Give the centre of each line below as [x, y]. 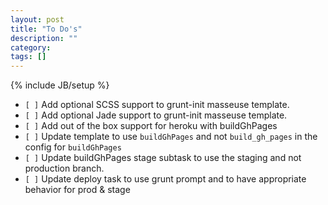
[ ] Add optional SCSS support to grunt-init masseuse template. [157, 105]
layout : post [37, 19]
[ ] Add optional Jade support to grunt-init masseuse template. [156, 115]
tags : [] [28, 57]
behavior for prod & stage [77, 190]
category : [31, 47]
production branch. [64, 168]
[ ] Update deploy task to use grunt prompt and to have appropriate [165, 179]
